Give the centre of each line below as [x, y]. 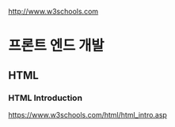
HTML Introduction [46, 98]
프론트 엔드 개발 [56, 46]
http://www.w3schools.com [53, 11]
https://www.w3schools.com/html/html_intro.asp [88, 114]
